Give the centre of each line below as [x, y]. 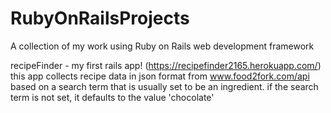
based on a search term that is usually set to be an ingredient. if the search [164, 86]
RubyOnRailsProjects [100, 18]
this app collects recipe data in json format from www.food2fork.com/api [160, 76]
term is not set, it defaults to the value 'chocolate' [112, 97]
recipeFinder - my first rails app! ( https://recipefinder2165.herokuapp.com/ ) [166, 65]
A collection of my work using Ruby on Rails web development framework [162, 46]
